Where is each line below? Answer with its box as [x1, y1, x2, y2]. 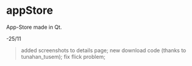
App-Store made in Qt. [6, 23, 62, 31]
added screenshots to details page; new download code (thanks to [20, 46, 187, 54]
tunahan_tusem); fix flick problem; [20, 53, 106, 60]
